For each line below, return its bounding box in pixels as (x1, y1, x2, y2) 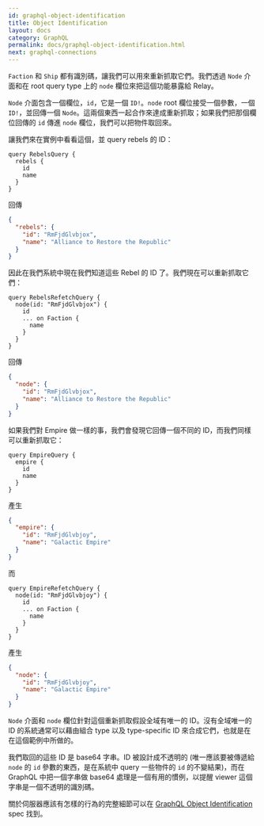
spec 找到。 (8, 809, 47, 818)
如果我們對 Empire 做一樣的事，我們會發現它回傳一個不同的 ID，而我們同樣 (8, 425, 251, 434)
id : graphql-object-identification (8, 11, 126, 20)
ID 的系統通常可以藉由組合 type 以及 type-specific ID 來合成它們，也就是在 (8, 726, 251, 735)
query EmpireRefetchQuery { (8, 584, 101, 592)
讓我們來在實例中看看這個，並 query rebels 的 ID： (8, 135, 173, 143)
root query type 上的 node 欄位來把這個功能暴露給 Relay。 (30, 81, 219, 90)
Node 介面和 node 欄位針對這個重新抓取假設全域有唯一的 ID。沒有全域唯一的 (8, 716, 252, 725)
